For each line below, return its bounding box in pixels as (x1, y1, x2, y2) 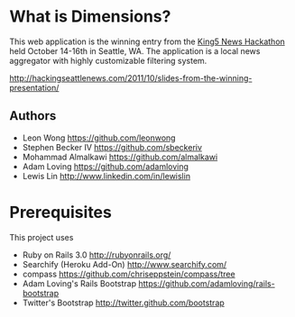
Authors (9, 108, 57, 123)
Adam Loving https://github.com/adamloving (22, 160, 189, 172)
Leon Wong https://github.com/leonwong (22, 132, 176, 143)
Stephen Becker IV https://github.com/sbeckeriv (22, 141, 203, 152)
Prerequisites (9, 202, 113, 222)
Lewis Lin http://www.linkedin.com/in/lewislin (22, 170, 191, 181)
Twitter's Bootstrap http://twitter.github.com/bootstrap (22, 297, 226, 308)
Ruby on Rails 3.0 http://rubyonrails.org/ (22, 249, 171, 260)
